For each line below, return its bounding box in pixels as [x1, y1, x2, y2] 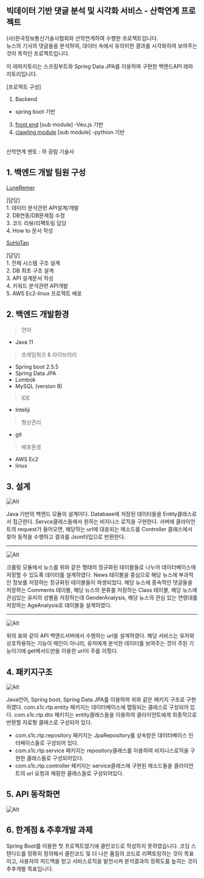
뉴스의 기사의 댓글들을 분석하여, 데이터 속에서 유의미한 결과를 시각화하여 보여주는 [6, 42, 198, 49]
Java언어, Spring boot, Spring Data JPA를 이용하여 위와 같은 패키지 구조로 [6, 696, 185, 703]
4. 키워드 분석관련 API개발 [6, 282, 69, 289]
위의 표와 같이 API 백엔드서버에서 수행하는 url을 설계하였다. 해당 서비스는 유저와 [6, 632, 195, 639]
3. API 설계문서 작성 [6, 274, 53, 282]
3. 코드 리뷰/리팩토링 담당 [6, 219, 67, 226]
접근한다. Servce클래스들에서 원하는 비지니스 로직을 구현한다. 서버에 [12, 518, 175, 525]
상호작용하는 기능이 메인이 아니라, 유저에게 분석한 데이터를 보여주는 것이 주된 [6, 639, 188, 647]
